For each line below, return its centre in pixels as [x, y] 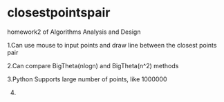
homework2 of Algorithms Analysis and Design [74, 32]
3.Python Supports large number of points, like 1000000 [87, 79]
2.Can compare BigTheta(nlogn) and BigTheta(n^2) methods [93, 65]
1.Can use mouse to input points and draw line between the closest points [112, 45]
